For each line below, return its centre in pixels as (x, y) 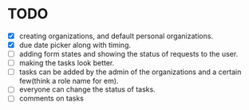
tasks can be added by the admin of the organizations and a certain (130, 72)
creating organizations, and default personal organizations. (116, 36)
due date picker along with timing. (75, 45)
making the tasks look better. (67, 63)
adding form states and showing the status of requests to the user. (128, 54)
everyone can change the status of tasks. (87, 89)
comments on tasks (51, 98)
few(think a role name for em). (69, 81)
